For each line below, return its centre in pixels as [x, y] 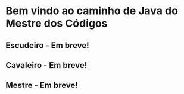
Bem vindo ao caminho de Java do [92, 11]
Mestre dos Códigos [57, 23]
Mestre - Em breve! [42, 85]
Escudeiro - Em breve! [48, 45]
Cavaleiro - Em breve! [46, 65]
